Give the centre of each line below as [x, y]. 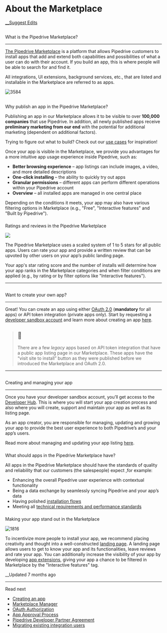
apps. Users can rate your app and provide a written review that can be [78, 250]
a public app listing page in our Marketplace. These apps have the [85, 353]
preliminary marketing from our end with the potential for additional [75, 127]
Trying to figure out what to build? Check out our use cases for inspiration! [81, 142]
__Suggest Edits [21, 22]
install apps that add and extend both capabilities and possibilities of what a [83, 57]
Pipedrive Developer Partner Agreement [53, 620]
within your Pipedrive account [43, 187]
